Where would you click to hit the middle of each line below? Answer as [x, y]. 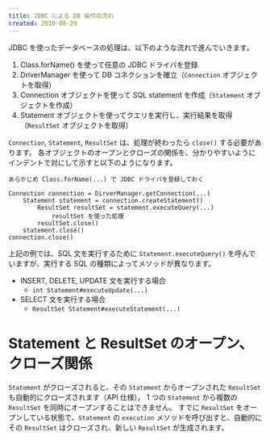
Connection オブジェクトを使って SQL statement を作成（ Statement [132, 94]
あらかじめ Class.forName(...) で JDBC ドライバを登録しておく [106, 179]
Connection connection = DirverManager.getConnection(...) [110, 193]
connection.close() [41, 237]
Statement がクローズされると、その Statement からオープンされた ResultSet [135, 388]
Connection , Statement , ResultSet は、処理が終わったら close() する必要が [132, 142]
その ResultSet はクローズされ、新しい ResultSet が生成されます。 [118, 428]
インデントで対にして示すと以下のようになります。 [93, 162]
